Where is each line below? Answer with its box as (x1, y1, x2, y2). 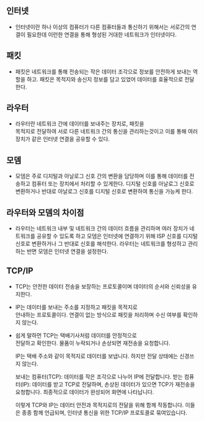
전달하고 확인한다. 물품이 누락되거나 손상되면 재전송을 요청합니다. (15, 339, 171, 347)
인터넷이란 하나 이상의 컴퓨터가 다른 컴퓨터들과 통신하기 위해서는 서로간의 (15, 23, 191, 31)
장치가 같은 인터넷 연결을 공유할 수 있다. (15, 135, 110, 143)
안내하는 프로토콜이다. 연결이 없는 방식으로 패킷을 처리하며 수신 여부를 (15, 311, 182, 318)
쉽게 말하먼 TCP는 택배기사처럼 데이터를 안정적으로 (15, 331, 137, 339)
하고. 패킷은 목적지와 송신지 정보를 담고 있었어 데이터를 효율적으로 (26, 75, 183, 83)
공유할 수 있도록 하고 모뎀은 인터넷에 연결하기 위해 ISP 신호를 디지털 (36, 232, 198, 240)
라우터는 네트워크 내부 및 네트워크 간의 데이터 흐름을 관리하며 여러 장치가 (15, 225, 188, 232)
